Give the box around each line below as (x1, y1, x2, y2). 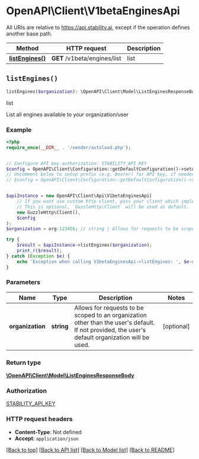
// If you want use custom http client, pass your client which (17, 199, 179, 205)
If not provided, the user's (73, 326, 146, 334)
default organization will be (73, 333, 150, 342)
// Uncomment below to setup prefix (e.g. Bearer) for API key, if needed (6, 171, 195, 177)
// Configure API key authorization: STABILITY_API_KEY (6, 160, 147, 167)
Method (16, 44, 39, 52)
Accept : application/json (14, 435, 79, 442)
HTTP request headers (6, 415, 73, 423)
